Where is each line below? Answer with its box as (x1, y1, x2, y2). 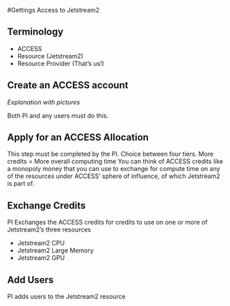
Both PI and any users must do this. (7, 111, 109, 120)
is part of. (7, 179, 35, 188)
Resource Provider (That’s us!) (17, 59, 104, 67)
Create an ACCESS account (7, 79, 129, 91)
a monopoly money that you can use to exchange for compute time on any (7, 165, 220, 173)
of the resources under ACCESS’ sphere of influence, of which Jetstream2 (7, 172, 220, 180)
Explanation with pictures (7, 97, 81, 106)
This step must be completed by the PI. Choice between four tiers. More (7, 150, 214, 159)
